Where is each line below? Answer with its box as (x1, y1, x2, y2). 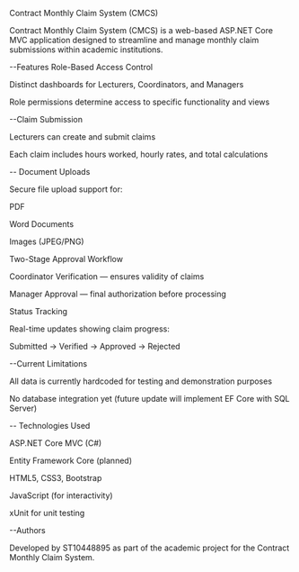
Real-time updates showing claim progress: (9, 323, 171, 334)
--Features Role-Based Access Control (9, 62, 154, 72)
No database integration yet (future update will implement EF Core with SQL (9, 394, 290, 404)
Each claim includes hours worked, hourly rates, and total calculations (9, 149, 268, 159)
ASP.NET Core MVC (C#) (9, 438, 102, 449)
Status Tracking (9, 306, 67, 316)
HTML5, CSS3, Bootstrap (9, 473, 102, 483)
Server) (9, 403, 38, 413)
